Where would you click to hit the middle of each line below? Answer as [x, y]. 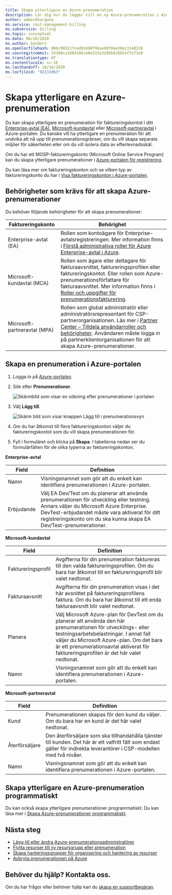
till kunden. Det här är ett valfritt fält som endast [103, 742]
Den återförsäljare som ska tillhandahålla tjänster [104, 735]
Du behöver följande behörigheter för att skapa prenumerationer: [74, 211]
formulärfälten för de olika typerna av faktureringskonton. [73, 447]
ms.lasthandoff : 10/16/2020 [35, 67]
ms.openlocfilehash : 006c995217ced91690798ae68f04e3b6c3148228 [74, 48]
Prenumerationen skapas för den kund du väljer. [103, 714]
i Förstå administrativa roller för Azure [106, 246]
